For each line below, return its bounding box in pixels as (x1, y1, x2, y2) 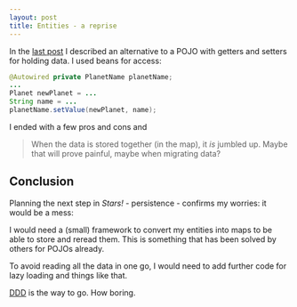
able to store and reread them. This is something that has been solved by (9, 233, 277, 245)
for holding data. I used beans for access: (9, 55, 162, 66)
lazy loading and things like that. (9, 270, 127, 280)
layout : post (9, 12, 58, 22)
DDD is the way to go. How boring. (9, 287, 136, 298)
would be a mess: (9, 206, 74, 218)
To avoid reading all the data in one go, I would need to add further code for (9, 260, 287, 271)
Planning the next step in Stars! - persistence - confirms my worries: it (9, 198, 267, 208)
